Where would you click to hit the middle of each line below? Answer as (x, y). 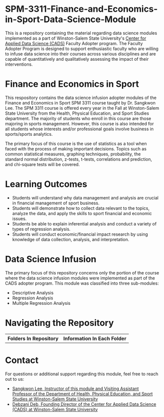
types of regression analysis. (41, 229)
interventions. (19, 64)
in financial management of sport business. (56, 203)
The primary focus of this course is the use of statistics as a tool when (76, 144)
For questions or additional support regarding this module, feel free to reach (82, 374)
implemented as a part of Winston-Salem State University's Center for (76, 38)
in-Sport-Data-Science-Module (70, 19)
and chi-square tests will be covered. (42, 164)
